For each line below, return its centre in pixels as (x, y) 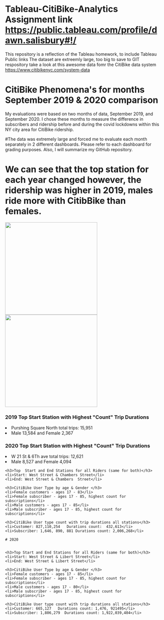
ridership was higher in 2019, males (79, 190)
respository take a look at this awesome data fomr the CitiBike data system (81, 65)
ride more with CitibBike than (66, 201)
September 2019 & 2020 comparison (82, 100)
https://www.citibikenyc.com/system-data (48, 69)
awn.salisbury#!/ (41, 41)
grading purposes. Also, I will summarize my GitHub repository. (69, 149)
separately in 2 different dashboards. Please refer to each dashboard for (78, 144)
